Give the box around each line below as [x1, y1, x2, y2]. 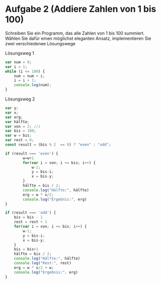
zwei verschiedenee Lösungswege [5, 40, 76, 46]
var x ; [5, 110, 19, 115]
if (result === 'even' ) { [5, 151, 58, 156]
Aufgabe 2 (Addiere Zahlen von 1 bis [5, 3, 157, 15]
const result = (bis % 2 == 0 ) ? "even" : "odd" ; [5, 142, 111, 147]
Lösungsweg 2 [5, 96, 35, 102]
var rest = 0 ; [5, 138, 34, 143]
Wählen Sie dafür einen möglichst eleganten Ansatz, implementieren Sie [5, 35, 152, 41]
